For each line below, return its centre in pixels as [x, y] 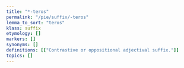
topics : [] [20, 56]
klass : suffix [24, 28]
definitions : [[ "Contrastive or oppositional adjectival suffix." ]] [93, 50]
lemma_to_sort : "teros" [36, 22]
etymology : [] [24, 34]
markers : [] [21, 39]
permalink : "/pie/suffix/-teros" [47, 17]
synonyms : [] [22, 45]
